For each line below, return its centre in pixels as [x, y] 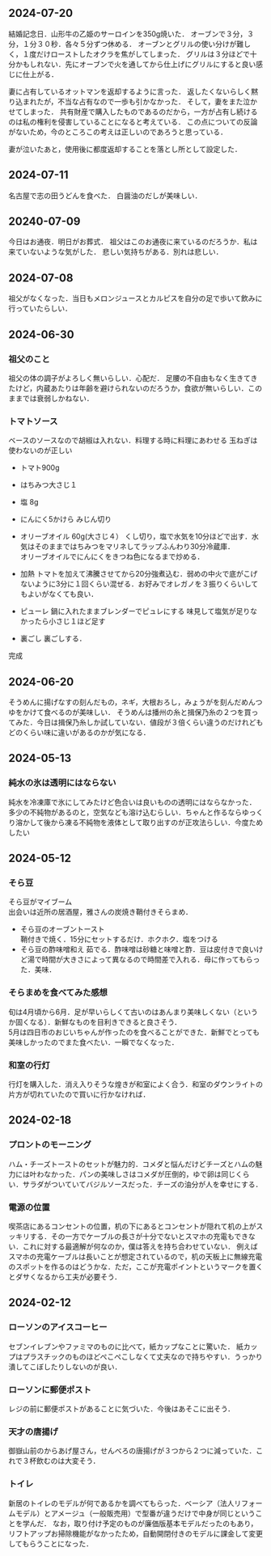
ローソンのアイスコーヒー [58, 1327]
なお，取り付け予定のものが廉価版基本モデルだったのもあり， [155, 1523]
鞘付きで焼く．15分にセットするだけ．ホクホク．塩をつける [119, 939]
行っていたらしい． [40, 309]
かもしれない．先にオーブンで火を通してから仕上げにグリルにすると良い [135, 64]
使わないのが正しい [40, 450]
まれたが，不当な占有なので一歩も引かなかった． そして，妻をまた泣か [140, 101]
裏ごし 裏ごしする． [53, 639]
